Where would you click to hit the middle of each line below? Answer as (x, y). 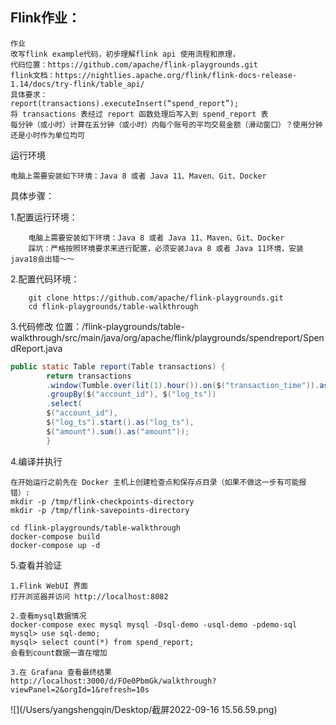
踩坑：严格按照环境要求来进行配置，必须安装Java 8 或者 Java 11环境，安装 (166, 248)
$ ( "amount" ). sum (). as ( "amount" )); (118, 431)
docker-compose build (55, 536)
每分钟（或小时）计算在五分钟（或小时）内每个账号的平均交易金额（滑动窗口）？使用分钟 (166, 124)
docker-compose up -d (55, 545)
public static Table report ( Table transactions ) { (118, 366)
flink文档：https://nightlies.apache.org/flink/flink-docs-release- (154, 75)
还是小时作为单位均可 (47, 135)
